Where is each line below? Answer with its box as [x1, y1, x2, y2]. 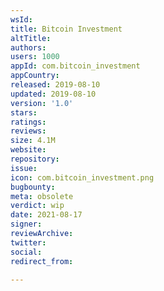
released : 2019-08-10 [10, 80, 101, 90]
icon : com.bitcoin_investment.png [10, 172, 155, 183]
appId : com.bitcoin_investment [10, 61, 141, 71]
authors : [10, 42, 47, 53]
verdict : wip [10, 201, 65, 211]
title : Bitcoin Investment [10, 24, 123, 34]
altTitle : [10, 33, 52, 43]
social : [10, 247, 43, 257]
